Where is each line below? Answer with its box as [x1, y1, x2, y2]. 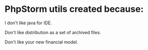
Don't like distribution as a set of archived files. [4, 29, 101, 35]
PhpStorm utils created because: [4, 3, 144, 15]
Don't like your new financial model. [4, 39, 78, 45]
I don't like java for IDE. [4, 20, 52, 26]
